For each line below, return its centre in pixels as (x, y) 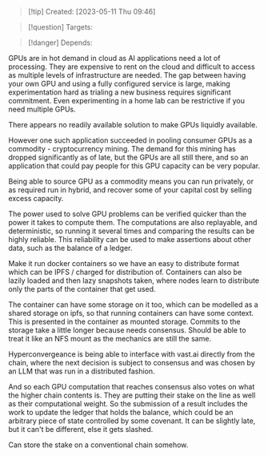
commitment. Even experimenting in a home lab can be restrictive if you (127, 101)
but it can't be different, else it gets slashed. (81, 429)
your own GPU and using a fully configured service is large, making (119, 84)
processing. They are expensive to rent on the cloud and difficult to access (132, 67)
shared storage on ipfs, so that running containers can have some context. (131, 313)
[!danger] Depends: (60, 42)
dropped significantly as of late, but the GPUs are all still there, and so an (128, 157)
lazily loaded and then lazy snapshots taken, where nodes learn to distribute (134, 280)
